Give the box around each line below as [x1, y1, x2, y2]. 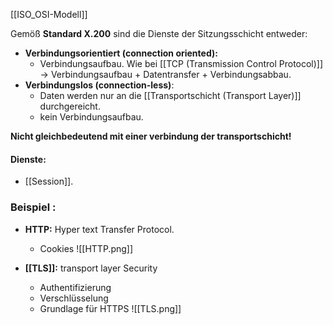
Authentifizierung [39, 281, 112, 293]
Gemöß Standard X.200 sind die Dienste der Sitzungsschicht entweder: [10, 28, 308, 39]
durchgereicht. [39, 100, 101, 112]
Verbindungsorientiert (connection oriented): [24, 47, 218, 59]
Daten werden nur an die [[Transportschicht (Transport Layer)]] [39, 90, 302, 101]
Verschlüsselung [39, 292, 109, 304]
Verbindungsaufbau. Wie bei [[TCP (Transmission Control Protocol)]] [39, 58, 324, 69]
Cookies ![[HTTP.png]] [39, 242, 134, 254]
